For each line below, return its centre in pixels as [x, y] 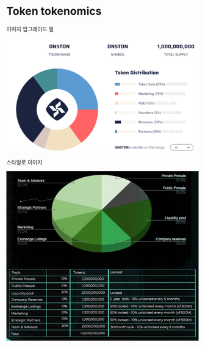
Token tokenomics [54, 11]
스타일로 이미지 [24, 162]
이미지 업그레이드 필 [30, 29]
